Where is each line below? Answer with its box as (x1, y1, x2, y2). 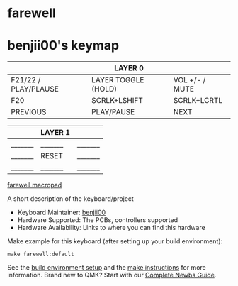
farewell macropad (7, 181, 62, 189)
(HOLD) (91, 84, 118, 94)
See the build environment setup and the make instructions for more (7, 263, 207, 272)
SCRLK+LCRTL (173, 96, 223, 106)
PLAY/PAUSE (91, 107, 135, 117)
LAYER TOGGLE (91, 75, 144, 85)
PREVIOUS (11, 107, 47, 117)
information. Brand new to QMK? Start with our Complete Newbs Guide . (7, 271, 217, 280)
